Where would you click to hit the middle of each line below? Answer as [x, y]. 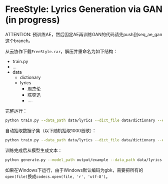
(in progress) [32, 20]
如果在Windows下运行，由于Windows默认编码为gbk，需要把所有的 [74, 170]
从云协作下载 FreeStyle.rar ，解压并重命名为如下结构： [61, 51]
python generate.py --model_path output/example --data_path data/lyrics [84, 160]
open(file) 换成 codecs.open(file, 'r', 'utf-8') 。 [58, 176]
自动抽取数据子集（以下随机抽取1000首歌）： [51, 130]
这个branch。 [19, 41]
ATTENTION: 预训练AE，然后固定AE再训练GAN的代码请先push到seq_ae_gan [84, 34]
